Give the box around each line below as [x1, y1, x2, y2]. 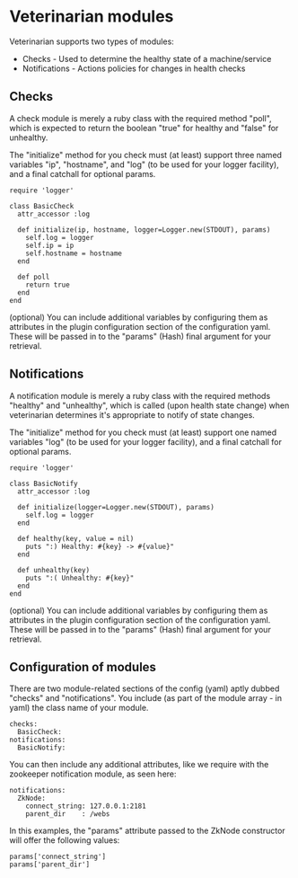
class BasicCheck [9, 201, 74, 210]
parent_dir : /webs [25, 810, 110, 819]
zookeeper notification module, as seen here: [9, 768, 177, 779]
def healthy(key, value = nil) [17, 534, 135, 543]
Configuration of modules [9, 659, 157, 675]
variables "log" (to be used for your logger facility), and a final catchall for [9, 436, 283, 447]
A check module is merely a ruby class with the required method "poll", [9, 112, 272, 123]
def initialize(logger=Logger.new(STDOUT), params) [17, 502, 215, 511]
